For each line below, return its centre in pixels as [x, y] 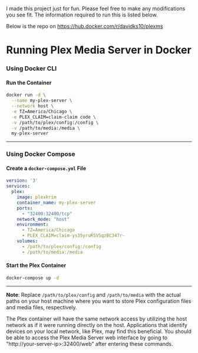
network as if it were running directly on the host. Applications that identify [97, 325]
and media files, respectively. [42, 307]
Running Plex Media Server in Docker [99, 50]
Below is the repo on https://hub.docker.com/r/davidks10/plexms [85, 26]
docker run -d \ [26, 95]
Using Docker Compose [41, 154]
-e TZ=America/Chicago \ [42, 112]
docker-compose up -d [33, 278]
